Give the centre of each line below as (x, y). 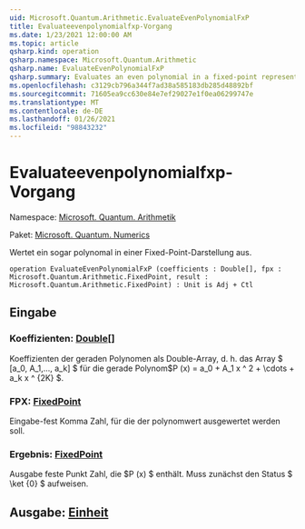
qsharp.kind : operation (54, 52)
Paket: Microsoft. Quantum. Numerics (80, 235)
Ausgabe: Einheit (59, 512)
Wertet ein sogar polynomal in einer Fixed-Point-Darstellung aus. (131, 252)
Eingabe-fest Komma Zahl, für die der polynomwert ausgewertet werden (145, 421)
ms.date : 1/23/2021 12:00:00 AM (70, 35)
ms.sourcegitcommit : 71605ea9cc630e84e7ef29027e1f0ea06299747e (132, 94)
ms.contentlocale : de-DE (56, 111)
